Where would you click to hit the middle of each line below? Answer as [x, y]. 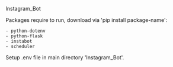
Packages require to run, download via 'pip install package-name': [86, 20]
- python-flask [24, 36]
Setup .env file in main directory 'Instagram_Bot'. [65, 58]
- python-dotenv [25, 31]
